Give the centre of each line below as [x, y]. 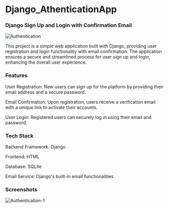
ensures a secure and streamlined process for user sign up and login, [78, 57]
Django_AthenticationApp [61, 9]
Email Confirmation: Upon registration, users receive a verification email [80, 102]
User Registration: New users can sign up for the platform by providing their [84, 86]
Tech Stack [20, 136]
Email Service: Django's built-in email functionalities [59, 176]
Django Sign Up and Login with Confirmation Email [69, 25]
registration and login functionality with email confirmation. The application [84, 51]
